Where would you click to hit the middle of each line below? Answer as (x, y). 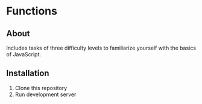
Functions (32, 11)
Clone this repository (41, 88)
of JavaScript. (24, 54)
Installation (28, 73)
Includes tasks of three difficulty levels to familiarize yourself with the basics (101, 48)
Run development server (46, 94)
